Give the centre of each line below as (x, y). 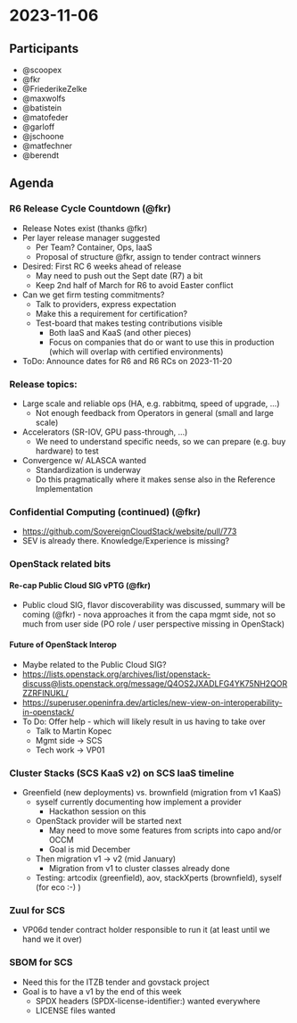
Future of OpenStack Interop (63, 645)
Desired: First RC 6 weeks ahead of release (102, 266)
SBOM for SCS (41, 962)
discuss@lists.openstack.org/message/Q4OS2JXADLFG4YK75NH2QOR (155, 683)
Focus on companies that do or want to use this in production (161, 342)
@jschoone (43, 136)
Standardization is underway (88, 470)
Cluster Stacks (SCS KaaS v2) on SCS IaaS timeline (122, 773)
